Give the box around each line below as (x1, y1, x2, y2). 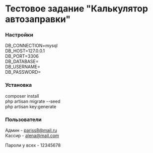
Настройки (5, 31, 34, 38)
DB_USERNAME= (5, 64, 41, 70)
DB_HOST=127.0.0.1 (5, 48, 45, 54)
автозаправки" (5, 13, 71, 25)
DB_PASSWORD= (5, 69, 41, 75)
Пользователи (5, 116, 42, 123)
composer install (5, 93, 39, 99)
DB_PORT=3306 (5, 53, 39, 59)
